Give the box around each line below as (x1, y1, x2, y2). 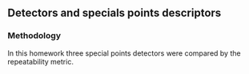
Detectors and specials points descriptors (7, 6, 222, 20)
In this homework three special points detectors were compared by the (7, 48, 241, 58)
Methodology (7, 30, 62, 41)
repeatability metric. (7, 56, 74, 66)
